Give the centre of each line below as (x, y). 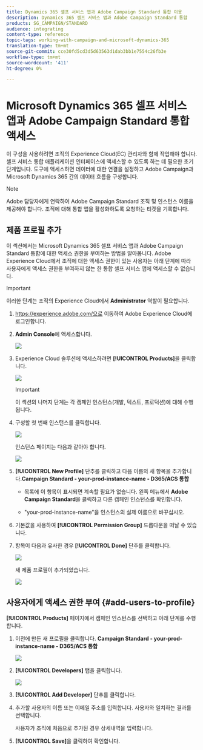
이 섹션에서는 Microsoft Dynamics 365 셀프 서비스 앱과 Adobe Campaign (95, 246)
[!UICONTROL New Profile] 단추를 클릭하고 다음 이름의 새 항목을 (93, 471)
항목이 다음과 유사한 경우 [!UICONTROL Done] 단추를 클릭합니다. (93, 546)
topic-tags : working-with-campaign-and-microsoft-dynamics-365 (88, 40)
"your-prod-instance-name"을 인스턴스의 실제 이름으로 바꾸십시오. (104, 512)
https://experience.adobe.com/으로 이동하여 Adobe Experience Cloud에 (104, 314)
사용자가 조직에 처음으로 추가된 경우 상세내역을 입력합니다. (84, 728)
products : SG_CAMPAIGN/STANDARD (47, 23)
